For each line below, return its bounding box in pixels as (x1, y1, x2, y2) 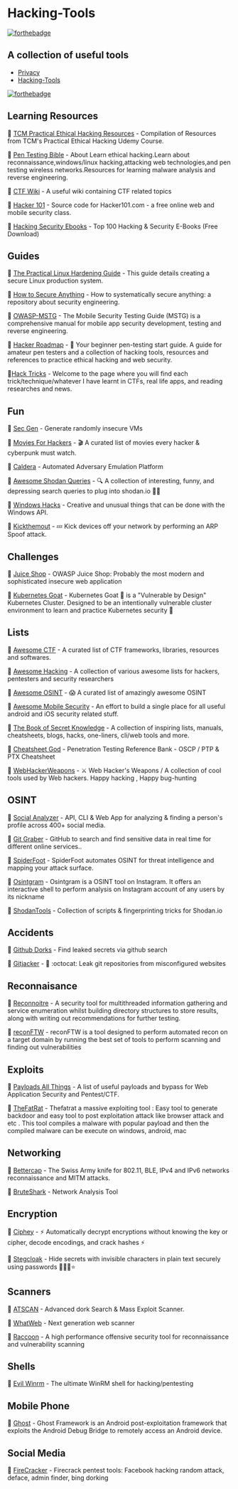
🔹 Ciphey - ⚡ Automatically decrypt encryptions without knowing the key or (7, 1227, 229, 1236)
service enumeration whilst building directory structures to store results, (7, 1006, 219, 1015)
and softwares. (7, 653, 51, 661)
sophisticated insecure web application (7, 577, 122, 585)
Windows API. (7, 508, 48, 517)
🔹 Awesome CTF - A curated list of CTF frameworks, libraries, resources (7, 646, 220, 654)
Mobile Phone (7, 1400, 70, 1412)
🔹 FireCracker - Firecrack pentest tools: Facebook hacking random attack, (7, 1466, 225, 1474)
